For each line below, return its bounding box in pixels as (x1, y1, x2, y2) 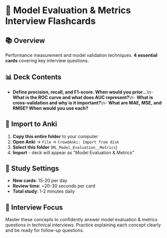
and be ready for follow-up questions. (5, 227, 85, 233)
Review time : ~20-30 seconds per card (12, 183, 95, 189)
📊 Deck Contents (5, 73, 62, 82)
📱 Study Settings (5, 164, 59, 173)
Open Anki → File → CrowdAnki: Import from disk (12, 139, 119, 145)
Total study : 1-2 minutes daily (12, 188, 75, 194)
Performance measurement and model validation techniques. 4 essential (5, 52, 158, 58)
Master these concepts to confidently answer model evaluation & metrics (5, 217, 158, 223)
